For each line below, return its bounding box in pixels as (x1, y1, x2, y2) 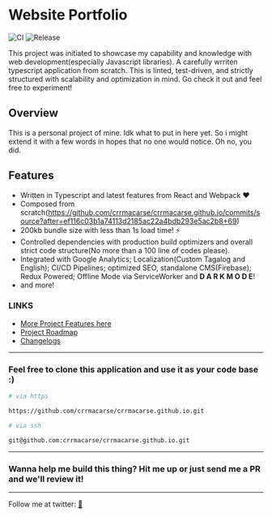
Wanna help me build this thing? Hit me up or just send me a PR (8, 463, 261, 474)
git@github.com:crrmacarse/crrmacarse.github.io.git (8, 436, 190, 444)
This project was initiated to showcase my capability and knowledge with (8, 48, 253, 58)
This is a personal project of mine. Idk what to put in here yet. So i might (8, 127, 249, 137)
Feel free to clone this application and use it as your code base (8, 364, 259, 375)
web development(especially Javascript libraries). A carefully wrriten (8, 57, 238, 67)
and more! (19, 280, 55, 290)
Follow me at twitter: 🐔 (8, 499, 83, 509)
